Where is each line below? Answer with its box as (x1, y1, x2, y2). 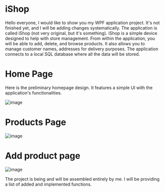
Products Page (5, 117, 66, 128)
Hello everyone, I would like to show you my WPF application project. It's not (5, 20, 160, 26)
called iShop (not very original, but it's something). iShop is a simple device (5, 30, 158, 36)
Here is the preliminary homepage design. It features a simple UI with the (5, 85, 153, 91)
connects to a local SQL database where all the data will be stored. (5, 51, 140, 57)
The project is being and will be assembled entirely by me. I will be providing (5, 176, 160, 182)
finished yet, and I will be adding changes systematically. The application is (5, 25, 158, 31)
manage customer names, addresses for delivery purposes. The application (5, 46, 159, 52)
